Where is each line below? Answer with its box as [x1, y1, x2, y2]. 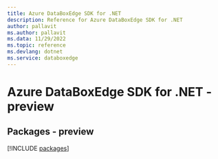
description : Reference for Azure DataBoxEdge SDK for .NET [7, 16, 184, 23]
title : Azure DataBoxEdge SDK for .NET [7, 10, 122, 17]
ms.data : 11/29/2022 [7, 36, 67, 42]
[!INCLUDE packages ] [7, 144, 69, 152]
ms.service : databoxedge [7, 55, 78, 62]
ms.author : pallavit [7, 29, 67, 36]
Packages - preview [7, 126, 94, 138]
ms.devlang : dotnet [7, 49, 63, 56]
